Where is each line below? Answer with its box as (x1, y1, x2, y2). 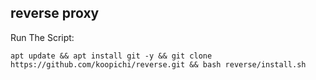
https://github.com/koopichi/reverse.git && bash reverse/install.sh (10, 59, 307, 70)
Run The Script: (10, 31, 75, 43)
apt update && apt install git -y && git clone (10, 51, 213, 61)
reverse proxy (10, 5, 100, 22)
